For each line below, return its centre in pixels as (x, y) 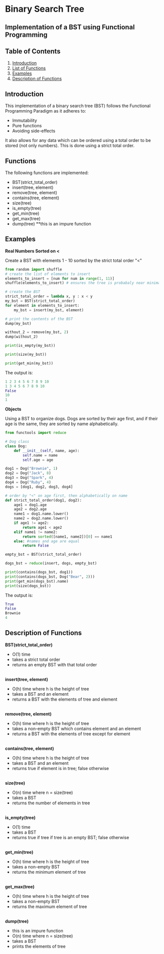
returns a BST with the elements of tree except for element (71, 734)
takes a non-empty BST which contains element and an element (77, 728)
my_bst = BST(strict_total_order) (40, 301)
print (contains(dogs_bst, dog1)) (39, 572)
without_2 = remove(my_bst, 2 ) (37, 332)
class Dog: (16, 446)
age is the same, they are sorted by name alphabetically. (62, 424)
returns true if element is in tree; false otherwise (60, 768)
